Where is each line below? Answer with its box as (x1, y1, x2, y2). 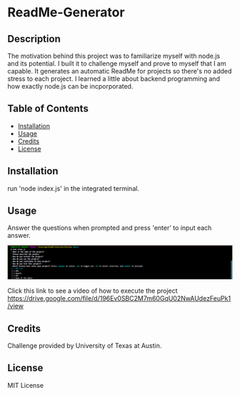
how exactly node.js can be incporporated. (7, 82, 134, 90)
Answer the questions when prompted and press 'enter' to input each (7, 224, 212, 232)
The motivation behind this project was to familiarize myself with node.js (7, 51, 220, 60)
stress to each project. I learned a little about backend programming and (7, 74, 220, 83)
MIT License (7, 381, 44, 389)
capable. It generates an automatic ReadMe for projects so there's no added (7, 67, 232, 75)
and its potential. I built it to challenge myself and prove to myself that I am (7, 59, 226, 68)
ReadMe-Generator (7, 4, 125, 21)
